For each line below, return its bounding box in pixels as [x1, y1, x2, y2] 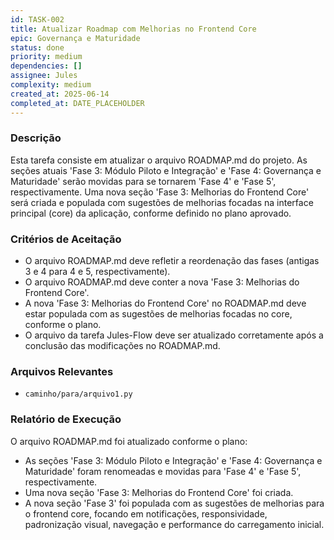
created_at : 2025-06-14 [10, 89, 110, 99]
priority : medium [10, 52, 83, 62]
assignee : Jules [10, 71, 78, 81]
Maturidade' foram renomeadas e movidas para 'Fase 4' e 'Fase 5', [24, 465, 302, 477]
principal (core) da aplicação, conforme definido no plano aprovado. [10, 207, 292, 219]
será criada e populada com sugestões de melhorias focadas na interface [10, 196, 314, 208]
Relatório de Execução [10, 412, 122, 426]
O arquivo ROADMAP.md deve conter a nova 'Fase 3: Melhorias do [24, 276, 300, 288]
